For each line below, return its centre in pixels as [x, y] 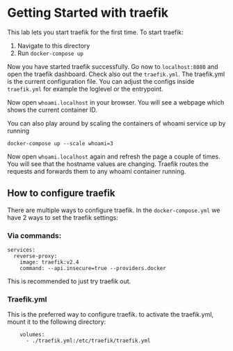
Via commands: [34, 235]
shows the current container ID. [52, 110]
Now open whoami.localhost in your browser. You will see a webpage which [116, 102]
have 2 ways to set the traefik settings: [63, 217]
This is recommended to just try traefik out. [69, 281]
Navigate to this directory [54, 45]
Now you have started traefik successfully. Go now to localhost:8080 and [113, 66]
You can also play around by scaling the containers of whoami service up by [116, 123]
